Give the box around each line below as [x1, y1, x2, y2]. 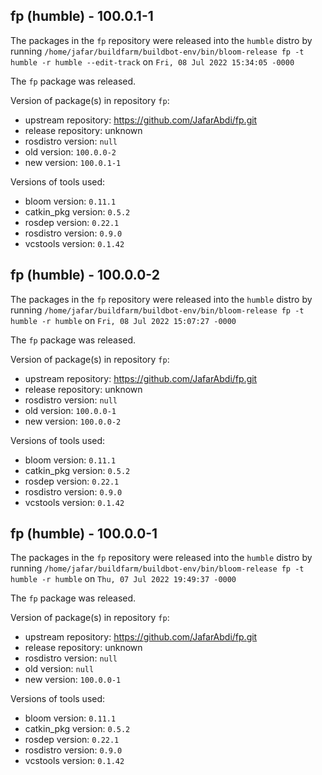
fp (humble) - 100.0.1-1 [10, 8, 154, 25]
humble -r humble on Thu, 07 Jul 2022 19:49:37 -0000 [10, 573, 237, 585]
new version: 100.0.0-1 [24, 674, 122, 686]
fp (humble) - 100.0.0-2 [10, 267, 160, 284]
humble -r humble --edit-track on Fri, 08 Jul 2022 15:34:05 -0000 [10, 55, 295, 68]
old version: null [24, 663, 95, 675]
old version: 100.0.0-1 [24, 404, 117, 416]
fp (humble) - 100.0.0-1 [10, 525, 158, 543]
